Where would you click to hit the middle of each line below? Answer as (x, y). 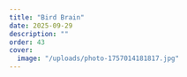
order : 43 (27, 42)
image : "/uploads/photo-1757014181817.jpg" (98, 58)
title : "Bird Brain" (47, 17)
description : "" (39, 34)
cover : (21, 50)
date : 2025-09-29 (41, 26)
